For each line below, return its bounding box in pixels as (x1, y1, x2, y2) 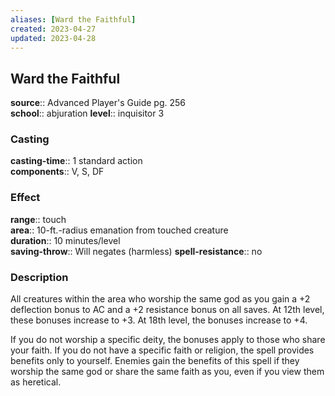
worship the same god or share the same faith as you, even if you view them (10, 366, 325, 378)
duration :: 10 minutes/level (10, 234, 121, 246)
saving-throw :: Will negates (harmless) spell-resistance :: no (10, 245, 263, 257)
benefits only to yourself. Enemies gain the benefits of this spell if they (10, 355, 300, 367)
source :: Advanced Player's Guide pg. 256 (10, 97, 186, 109)
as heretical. (10, 376, 62, 388)
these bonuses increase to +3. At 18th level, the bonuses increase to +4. (10, 314, 308, 326)
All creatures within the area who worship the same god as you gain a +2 (10, 293, 311, 305)
